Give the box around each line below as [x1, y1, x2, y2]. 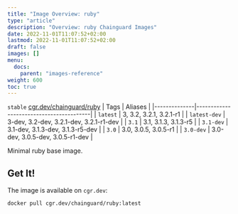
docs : [13, 63, 31, 70]
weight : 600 [7, 76, 43, 84]
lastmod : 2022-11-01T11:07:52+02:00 [7, 37, 116, 44]
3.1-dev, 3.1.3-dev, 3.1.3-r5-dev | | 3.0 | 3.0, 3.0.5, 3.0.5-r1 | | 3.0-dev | [7, 125, 210, 134]
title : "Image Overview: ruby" [7, 10, 100, 18]
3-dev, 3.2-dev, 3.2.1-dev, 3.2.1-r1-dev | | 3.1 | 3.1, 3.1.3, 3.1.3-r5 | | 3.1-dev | [7, 118, 229, 127]
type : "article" [7, 17, 55, 24]
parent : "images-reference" [20, 70, 103, 77]
